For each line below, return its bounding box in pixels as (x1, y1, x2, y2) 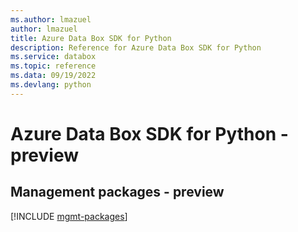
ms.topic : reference (10, 61, 97, 71)
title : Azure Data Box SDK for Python (10, 33, 172, 43)
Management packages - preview (10, 184, 225, 201)
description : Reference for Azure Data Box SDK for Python (10, 42, 262, 53)
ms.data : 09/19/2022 (10, 71, 97, 81)
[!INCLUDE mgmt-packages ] (10, 210, 128, 222)
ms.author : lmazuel (10, 14, 92, 25)
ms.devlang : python (10, 80, 92, 90)
